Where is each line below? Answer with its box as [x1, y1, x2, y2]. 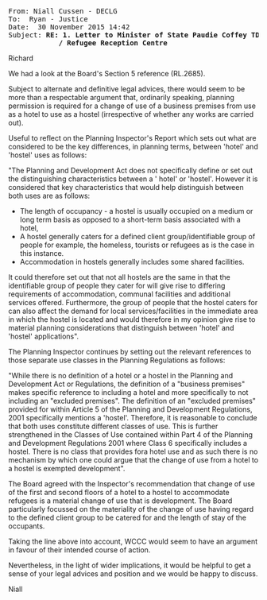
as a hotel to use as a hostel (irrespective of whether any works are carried [8, 110, 254, 118]
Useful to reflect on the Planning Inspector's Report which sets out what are [8, 134, 257, 142]
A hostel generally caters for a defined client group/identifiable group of [19, 232, 256, 241]
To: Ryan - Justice [8, 15, 89, 23]
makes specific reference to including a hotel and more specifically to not [8, 388, 249, 397]
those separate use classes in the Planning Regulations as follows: [8, 355, 226, 365]
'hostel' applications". [8, 331, 79, 341]
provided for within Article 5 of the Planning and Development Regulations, [8, 405, 253, 414]
